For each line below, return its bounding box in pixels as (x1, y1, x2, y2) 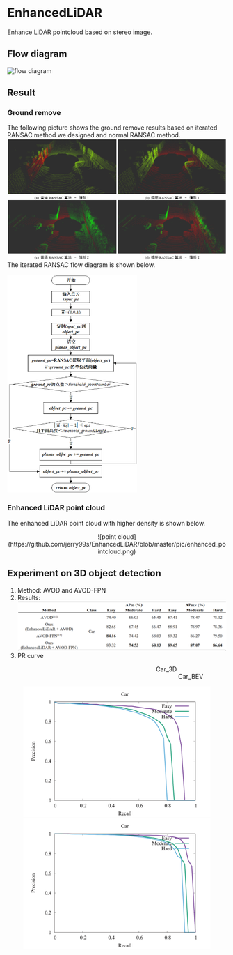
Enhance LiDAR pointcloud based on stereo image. (7, 28, 153, 36)
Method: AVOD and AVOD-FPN (17, 586, 106, 594)
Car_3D (156, 665, 177, 673)
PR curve (17, 652, 44, 660)
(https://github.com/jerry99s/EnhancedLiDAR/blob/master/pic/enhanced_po (8, 540, 226, 548)
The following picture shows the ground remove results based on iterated (7, 123, 218, 132)
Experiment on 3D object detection (7, 567, 161, 579)
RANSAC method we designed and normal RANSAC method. (7, 131, 181, 139)
